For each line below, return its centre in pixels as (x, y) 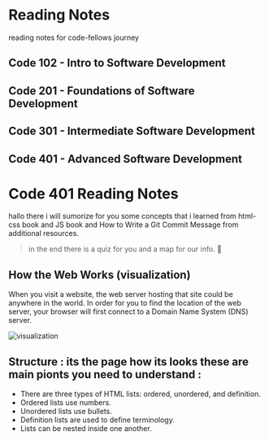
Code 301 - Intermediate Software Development (132, 131)
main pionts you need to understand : (105, 375)
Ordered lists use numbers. (65, 403)
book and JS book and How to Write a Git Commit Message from (130, 224)
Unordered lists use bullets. (66, 412)
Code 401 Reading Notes (93, 194)
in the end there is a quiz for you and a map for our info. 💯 (125, 249)
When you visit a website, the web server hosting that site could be (121, 294)
